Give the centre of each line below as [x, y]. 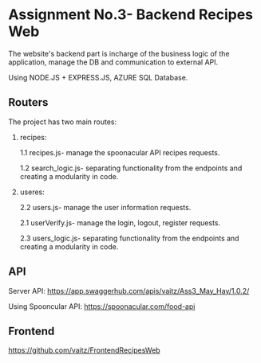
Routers [28, 102]
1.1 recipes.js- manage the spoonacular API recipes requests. [120, 152]
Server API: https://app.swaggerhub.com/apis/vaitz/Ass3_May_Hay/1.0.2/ [129, 291]
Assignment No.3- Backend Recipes [131, 15]
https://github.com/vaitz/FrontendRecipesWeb [85, 350]
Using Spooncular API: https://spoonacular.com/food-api [102, 306]
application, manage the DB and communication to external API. [113, 62]
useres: [32, 192]
